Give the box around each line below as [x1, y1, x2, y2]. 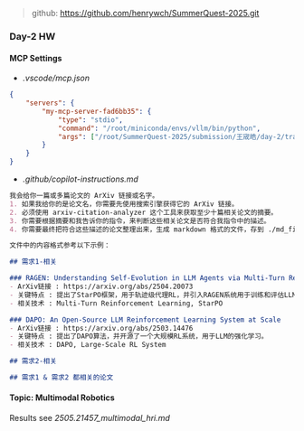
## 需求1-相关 [9, 258, 57, 267]
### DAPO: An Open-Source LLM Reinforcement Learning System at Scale [9, 315, 281, 324]
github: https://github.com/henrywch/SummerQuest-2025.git [31, 8, 260, 18]
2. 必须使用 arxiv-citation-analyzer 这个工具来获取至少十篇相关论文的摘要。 [9, 208, 278, 217]
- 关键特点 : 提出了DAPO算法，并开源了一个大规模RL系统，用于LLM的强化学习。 [9, 332, 269, 342]
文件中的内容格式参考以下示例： [9, 241, 111, 250]
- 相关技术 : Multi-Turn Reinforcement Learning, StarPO [9, 298, 223, 308]
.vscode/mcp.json [22, 72, 90, 84]
